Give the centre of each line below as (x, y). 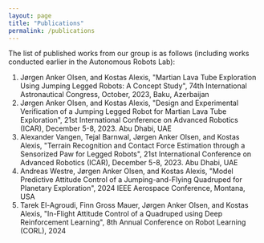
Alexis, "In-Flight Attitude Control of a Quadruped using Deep (121, 214)
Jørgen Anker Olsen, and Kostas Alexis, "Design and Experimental (129, 103)
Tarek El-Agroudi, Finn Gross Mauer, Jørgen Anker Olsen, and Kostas (134, 205)
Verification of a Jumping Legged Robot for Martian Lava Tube (123, 111)
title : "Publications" (46, 23)
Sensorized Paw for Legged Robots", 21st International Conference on (136, 154)
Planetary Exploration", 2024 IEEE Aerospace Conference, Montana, (133, 188)
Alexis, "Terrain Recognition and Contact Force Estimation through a (132, 146)
